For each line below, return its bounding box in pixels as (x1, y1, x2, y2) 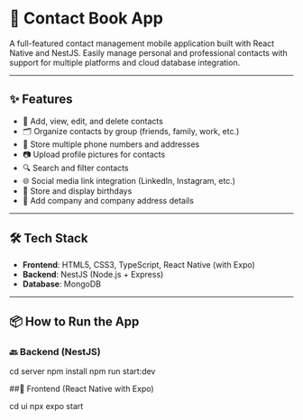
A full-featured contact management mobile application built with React (9, 38, 275, 49)
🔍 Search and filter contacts (22, 162, 129, 173)
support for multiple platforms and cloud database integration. (9, 57, 241, 68)
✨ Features (9, 92, 73, 107)
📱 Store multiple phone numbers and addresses (22, 139, 200, 150)
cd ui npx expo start (9, 401, 84, 412)
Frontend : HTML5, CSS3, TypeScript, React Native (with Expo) (22, 259, 255, 269)
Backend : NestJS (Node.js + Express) (22, 269, 164, 279)
